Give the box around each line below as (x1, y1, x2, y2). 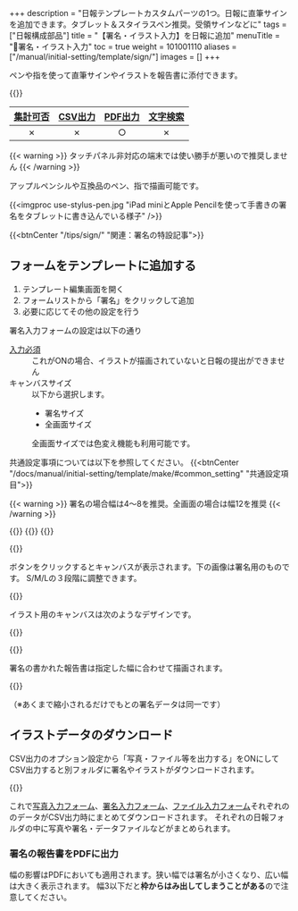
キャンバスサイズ (9, 377, 72, 388)
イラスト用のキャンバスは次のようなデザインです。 (9, 609, 196, 620)
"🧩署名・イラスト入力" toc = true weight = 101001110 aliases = (9, 41, 237, 52)
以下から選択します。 (31, 388, 110, 400)
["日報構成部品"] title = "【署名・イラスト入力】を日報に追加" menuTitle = (9, 30, 281, 40)
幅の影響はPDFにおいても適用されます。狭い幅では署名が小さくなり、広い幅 (9, 869, 289, 880)
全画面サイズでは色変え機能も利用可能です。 (31, 437, 195, 449)
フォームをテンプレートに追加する (9, 258, 196, 274)
